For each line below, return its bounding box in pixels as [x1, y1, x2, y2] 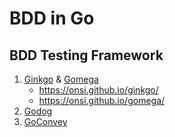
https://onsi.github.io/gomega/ [38, 95, 166, 106]
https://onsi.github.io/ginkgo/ [38, 84, 159, 96]
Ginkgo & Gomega [23, 73, 99, 85]
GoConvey [23, 116, 68, 127]
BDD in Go [9, 7, 95, 30]
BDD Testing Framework [9, 47, 164, 64]
